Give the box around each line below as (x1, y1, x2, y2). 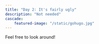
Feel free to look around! (5, 34, 56, 40)
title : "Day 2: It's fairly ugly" (5, 7, 77, 12)
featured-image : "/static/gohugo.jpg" (14, 21, 95, 26)
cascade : (5, 16, 23, 21)
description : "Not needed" (5, 12, 61, 17)
